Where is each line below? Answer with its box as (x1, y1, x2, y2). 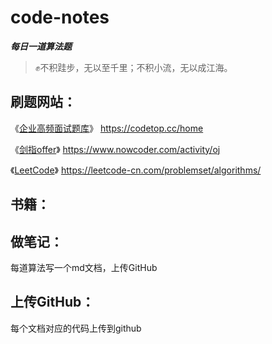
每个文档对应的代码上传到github (10, 322, 142, 334)
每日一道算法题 (10, 40, 72, 52)
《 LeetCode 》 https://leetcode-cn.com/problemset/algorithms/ (10, 164, 262, 176)
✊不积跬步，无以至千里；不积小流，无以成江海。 (34, 61, 233, 73)
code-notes (10, 6, 110, 29)
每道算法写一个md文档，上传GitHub (10, 261, 158, 273)
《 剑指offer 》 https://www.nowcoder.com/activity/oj (10, 143, 221, 155)
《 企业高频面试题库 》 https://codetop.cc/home (10, 122, 204, 134)
